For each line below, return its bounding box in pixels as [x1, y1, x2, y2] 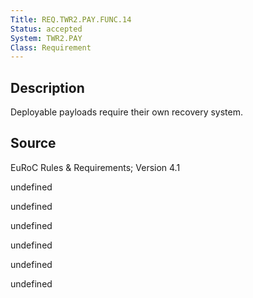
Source [10, 135, 57, 152]
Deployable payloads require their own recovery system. [10, 106, 243, 118]
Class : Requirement [10, 42, 92, 53]
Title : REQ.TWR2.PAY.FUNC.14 [10, 14, 132, 25]
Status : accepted [10, 24, 83, 34]
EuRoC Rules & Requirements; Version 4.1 [10, 161, 181, 173]
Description [10, 79, 85, 96]
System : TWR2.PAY [10, 33, 83, 43]
